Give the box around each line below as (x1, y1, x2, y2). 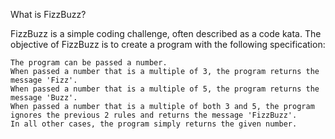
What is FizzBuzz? (10, 9, 87, 20)
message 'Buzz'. (10, 93, 78, 103)
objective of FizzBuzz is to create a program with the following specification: (10, 39, 326, 50)
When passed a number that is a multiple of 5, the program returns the (10, 84, 320, 94)
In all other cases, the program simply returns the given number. (10, 119, 298, 129)
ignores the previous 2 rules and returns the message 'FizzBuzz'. (10, 110, 298, 120)
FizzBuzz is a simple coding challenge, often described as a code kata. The (10, 28, 322, 39)
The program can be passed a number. (10, 58, 168, 68)
